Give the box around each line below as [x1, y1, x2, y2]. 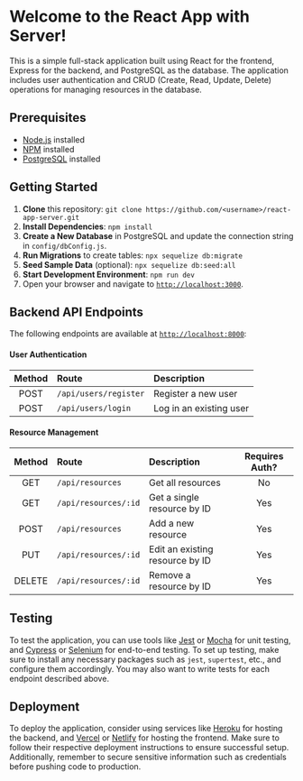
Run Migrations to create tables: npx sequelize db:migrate [22, 250, 243, 261]
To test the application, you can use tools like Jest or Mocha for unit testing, [9, 634, 291, 646]
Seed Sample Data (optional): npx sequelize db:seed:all [22, 259, 236, 270]
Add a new [148, 517, 195, 529]
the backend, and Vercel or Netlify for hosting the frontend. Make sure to [9, 732, 280, 743]
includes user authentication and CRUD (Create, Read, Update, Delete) [9, 74, 272, 85]
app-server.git [22, 213, 80, 222]
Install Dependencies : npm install [22, 221, 153, 232]
